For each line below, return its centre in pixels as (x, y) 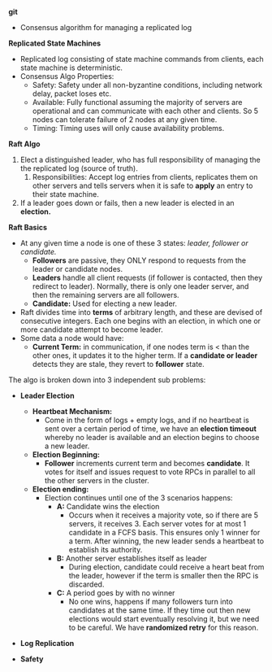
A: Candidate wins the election (108, 506)
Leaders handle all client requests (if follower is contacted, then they (147, 277)
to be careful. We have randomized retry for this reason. (164, 627)
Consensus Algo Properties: (67, 76)
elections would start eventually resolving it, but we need (164, 619)
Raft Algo (24, 144)
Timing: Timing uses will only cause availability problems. (128, 128)
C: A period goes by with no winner (116, 593)
